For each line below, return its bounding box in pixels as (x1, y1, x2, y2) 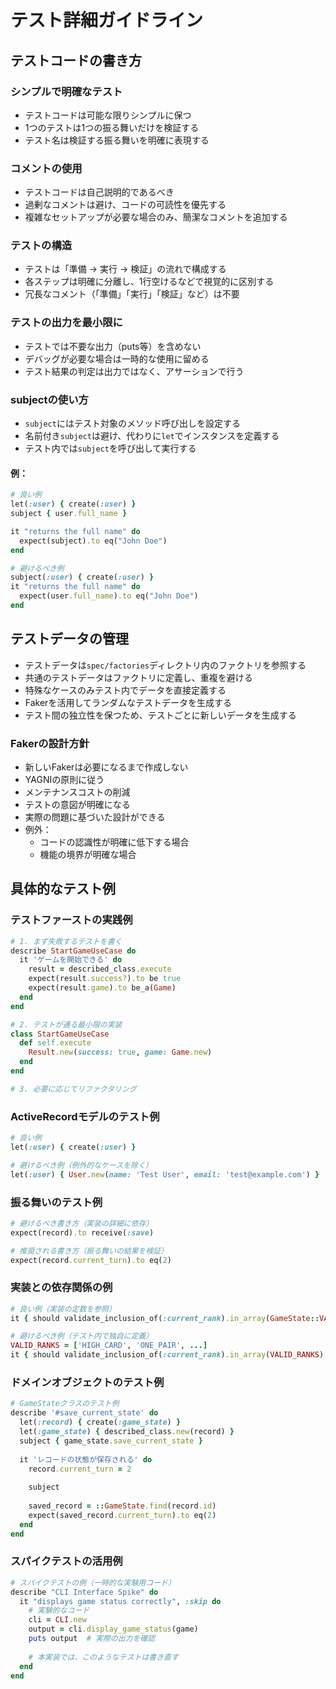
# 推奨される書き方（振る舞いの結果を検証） (10, 1246, 169, 1256)
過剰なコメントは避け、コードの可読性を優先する (24, 199, 227, 211)
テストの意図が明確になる (24, 799, 131, 810)
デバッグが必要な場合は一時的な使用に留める (24, 352, 210, 365)
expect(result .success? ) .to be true (28, 974, 182, 984)
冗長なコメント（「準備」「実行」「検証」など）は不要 (24, 288, 240, 300)
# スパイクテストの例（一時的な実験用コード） (10, 1577, 176, 1588)
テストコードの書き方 (10, 52, 142, 69)
